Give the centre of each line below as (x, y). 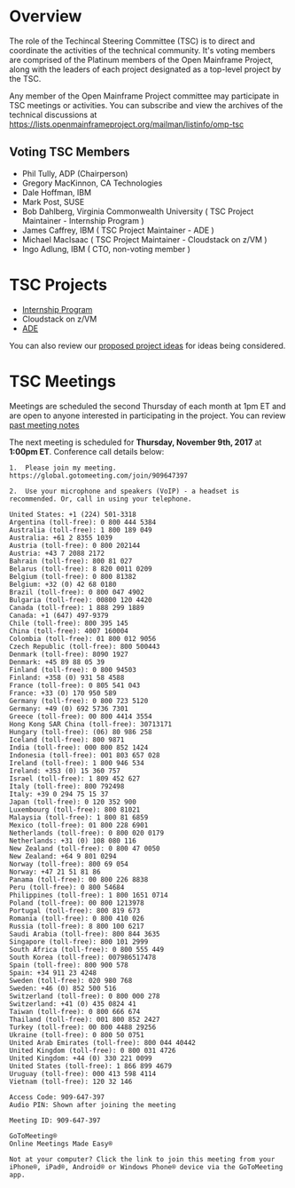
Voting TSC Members (70, 152)
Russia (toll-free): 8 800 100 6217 (77, 926)
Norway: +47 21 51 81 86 (55, 872)
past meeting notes (44, 424)
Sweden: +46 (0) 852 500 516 (63, 988)
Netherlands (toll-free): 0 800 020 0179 (87, 833)
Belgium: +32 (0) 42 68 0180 (63, 584)
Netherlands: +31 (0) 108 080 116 (73, 841)
